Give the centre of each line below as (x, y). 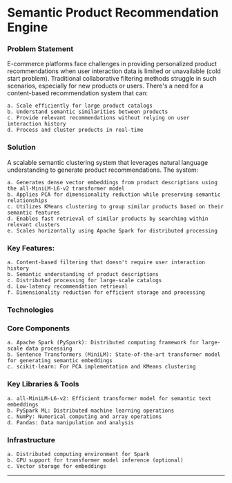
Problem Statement (40, 49)
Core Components (39, 328)
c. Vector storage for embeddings (57, 466)
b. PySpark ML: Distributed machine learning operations (91, 411)
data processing (49, 349)
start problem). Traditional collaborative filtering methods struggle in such (112, 79)
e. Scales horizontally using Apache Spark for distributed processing (112, 230)
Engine (28, 27)
